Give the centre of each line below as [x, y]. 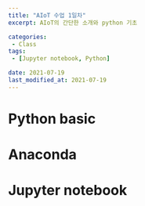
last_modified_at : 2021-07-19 [58, 80]
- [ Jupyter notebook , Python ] [61, 59]
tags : [17, 52]
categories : [27, 37]
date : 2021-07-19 [36, 73]
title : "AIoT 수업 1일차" [47, 15]
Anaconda [42, 155]
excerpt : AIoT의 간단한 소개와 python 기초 [73, 23]
